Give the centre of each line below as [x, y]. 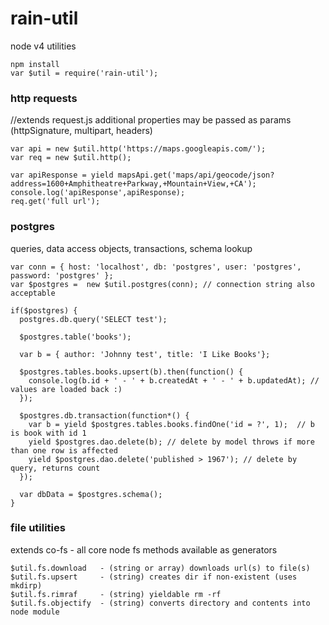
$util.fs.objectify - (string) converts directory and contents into [160, 603]
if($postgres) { [44, 310]
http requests [44, 98]
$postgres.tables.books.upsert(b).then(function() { [131, 372]
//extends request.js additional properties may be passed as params [151, 120]
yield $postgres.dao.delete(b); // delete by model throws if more [171, 442]
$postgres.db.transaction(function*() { [104, 415]
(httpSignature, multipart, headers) [81, 131]
